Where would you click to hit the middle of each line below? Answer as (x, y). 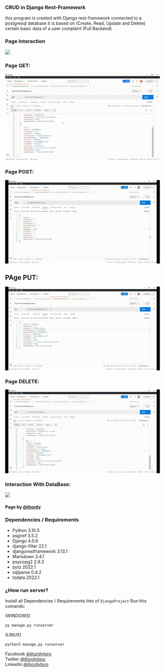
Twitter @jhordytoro (25, 659)
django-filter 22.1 (29, 546)
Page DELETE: (22, 381)
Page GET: (18, 66)
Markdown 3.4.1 (28, 557)
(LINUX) (13, 635)
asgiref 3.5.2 (25, 536)
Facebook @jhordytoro (28, 654)
